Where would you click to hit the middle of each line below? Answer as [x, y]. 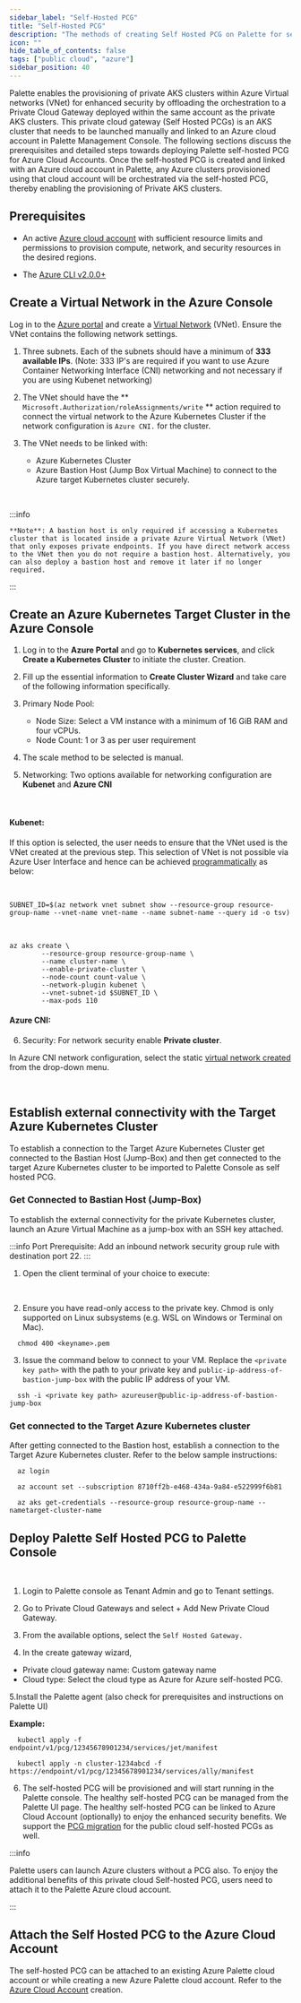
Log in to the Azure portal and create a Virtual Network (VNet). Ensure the [146, 324]
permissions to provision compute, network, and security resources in [151, 247]
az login [34, 1472]
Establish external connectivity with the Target [142, 1113]
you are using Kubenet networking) [87, 380]
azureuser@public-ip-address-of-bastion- [200, 1395]
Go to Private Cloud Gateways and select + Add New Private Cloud [146, 1608]
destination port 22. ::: [50, 1256]
